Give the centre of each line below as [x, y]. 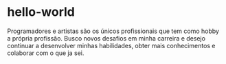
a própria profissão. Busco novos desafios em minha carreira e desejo [106, 38]
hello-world [41, 12]
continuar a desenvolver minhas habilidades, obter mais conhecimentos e [111, 45]
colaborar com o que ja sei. [46, 53]
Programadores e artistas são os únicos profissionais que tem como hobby [113, 31]
